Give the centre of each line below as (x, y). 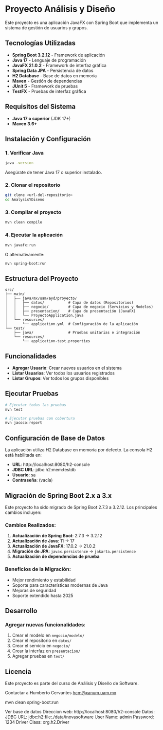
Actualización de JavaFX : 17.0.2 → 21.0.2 (54, 546)
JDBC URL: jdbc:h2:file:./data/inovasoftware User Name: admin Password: (80, 717)
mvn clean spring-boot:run (32, 702)
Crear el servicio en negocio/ (41, 646)
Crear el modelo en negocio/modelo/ (48, 635)
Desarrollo (21, 610)
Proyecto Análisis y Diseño (60, 9)
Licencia (18, 672)
